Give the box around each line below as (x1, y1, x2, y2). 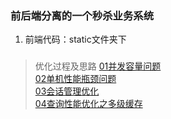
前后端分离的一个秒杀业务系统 (10, 8, 155, 22)
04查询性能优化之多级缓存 (34, 98, 143, 110)
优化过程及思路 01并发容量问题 (34, 60, 162, 72)
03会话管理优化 (34, 85, 100, 97)
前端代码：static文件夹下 (24, 33, 127, 46)
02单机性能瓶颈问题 (34, 73, 117, 85)
